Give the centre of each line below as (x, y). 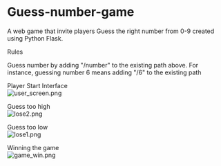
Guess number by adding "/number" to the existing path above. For (103, 65)
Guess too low (28, 127)
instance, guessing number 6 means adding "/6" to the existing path (104, 72)
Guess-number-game (71, 12)
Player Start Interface (37, 85)
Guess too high (29, 106)
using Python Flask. (35, 38)
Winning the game (33, 147)
